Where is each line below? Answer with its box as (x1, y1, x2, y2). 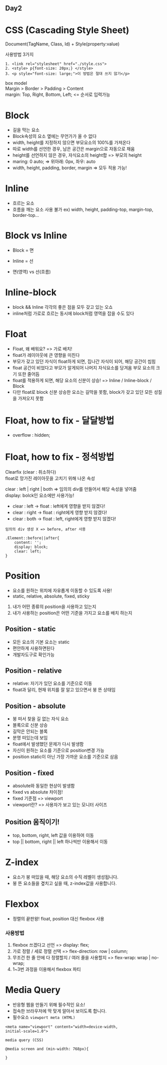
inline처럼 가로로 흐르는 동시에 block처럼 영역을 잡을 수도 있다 (12, 310, 134, 316)
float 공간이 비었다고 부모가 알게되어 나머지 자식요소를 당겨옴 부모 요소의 (12, 365, 155, 371)
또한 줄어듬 (18, 371, 40, 377)
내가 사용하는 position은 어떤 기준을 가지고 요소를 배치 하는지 (12, 610, 132, 616)
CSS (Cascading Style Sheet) (5, 24, 130, 36)
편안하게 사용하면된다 (12, 645, 55, 651)
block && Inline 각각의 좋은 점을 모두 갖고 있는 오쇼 (12, 304, 113, 310)
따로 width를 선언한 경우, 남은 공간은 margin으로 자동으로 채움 (12, 146, 135, 152)
